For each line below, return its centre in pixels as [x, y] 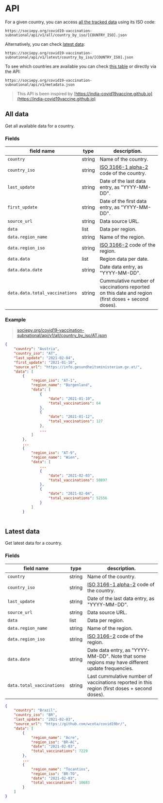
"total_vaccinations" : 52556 [78, 498]
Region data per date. [124, 259]
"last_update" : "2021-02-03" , [44, 720]
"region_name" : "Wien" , [55, 458]
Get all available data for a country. [40, 126]
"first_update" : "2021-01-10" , [45, 362]
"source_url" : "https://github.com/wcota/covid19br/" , [70, 724]
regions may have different [118, 662]
